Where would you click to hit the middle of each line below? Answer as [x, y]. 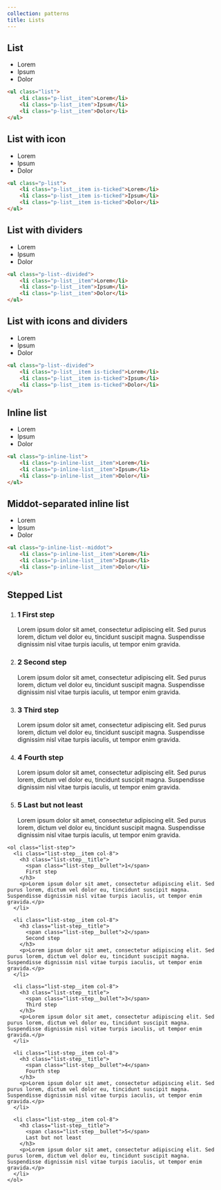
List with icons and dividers [67, 322]
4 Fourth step [40, 757]
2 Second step [42, 662]
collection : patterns [38, 13]
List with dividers [45, 230]
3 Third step [38, 710]
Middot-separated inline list [68, 504]
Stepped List [35, 595]
